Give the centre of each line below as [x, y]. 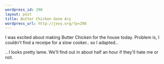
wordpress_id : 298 [24, 10]
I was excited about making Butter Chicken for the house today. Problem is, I [82, 37]
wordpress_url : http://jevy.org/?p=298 [46, 23]
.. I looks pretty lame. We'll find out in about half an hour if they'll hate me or [82, 52]
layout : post [18, 14]
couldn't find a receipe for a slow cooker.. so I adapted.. [61, 43]
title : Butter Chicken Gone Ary [38, 19]
